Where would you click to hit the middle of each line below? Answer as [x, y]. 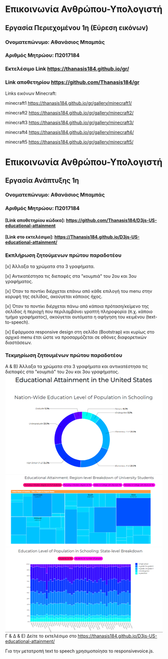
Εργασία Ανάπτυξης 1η [42, 181]
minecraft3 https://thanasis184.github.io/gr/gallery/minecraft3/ [69, 122]
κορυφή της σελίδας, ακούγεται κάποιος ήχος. [54, 296]
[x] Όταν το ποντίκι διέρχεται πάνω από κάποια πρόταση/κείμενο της [77, 306]
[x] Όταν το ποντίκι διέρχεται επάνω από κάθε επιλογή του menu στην [79, 291]
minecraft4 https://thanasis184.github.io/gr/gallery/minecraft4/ [69, 132]
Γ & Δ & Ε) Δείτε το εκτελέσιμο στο [41, 636]
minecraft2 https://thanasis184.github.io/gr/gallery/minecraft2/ [69, 113]
